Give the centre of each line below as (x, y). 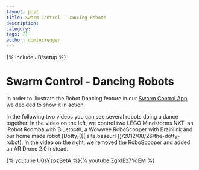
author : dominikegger (33, 40)
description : (23, 23)
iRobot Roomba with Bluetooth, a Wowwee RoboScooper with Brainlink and (99, 129)
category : (19, 29)
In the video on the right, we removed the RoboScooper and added (107, 142)
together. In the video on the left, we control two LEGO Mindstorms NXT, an (100, 123)
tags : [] (17, 34)
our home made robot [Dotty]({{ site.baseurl (61, 136)
